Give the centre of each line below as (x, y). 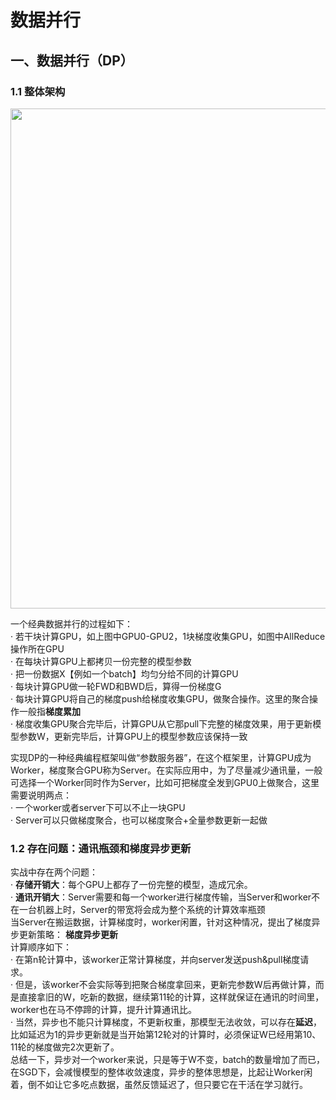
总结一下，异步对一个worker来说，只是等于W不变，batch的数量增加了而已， (167, 1060)
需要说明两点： (41, 795)
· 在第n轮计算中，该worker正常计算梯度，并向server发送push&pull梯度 (155, 960)
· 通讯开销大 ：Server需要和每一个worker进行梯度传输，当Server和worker (161, 897)
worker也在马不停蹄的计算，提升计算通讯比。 (103, 1010)
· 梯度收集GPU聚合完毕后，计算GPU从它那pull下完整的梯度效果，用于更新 (161, 723)
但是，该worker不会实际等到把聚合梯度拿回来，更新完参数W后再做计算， (165, 985)
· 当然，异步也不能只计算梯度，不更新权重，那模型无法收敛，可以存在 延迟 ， (166, 1022)
